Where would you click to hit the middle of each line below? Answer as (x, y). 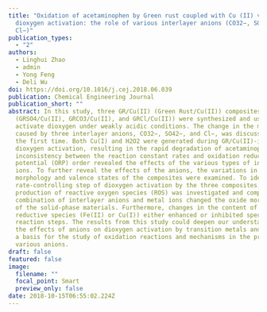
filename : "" (37, 274)
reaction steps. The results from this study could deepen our (122, 222)
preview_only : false (49, 289)
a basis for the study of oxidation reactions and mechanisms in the (133, 237)
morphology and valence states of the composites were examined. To (131, 178)
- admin (28, 67)
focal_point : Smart (48, 281)
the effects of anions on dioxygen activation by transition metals (131, 230)
